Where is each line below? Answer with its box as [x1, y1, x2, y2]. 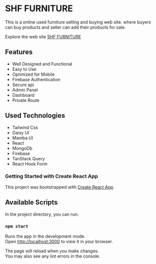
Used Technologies [5, 111, 65, 120]
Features [5, 48, 33, 56]
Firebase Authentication [12, 76, 61, 82]
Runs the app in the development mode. [5, 233, 86, 239]
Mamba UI [12, 135, 33, 141]
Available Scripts [5, 198, 58, 207]
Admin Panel [12, 87, 38, 93]
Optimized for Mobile [12, 71, 55, 77]
